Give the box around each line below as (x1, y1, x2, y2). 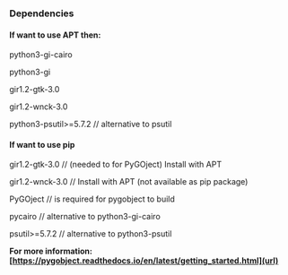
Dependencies (9, 7, 74, 20)
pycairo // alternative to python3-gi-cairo (9, 211, 161, 222)
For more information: (9, 245, 92, 257)
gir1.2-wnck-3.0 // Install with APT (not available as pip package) (9, 176, 249, 187)
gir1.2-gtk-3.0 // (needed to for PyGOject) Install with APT (9, 159, 223, 170)
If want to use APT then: (9, 30, 101, 40)
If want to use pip (9, 139, 75, 150)
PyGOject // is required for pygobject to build (9, 193, 175, 204)
